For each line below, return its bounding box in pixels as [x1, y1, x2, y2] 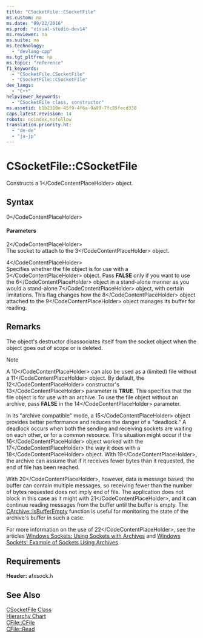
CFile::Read [6, 625, 35, 633]
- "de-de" [12, 128, 36, 134]
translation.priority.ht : [6, 122, 72, 128]
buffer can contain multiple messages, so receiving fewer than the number [6, 481, 193, 489]
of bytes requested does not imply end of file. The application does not [6, 488, 184, 495]
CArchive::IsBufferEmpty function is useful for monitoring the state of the [6, 507, 189, 515]
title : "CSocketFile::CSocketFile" [6, 9, 96, 15]
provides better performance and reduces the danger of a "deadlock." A [6, 418, 187, 425]
